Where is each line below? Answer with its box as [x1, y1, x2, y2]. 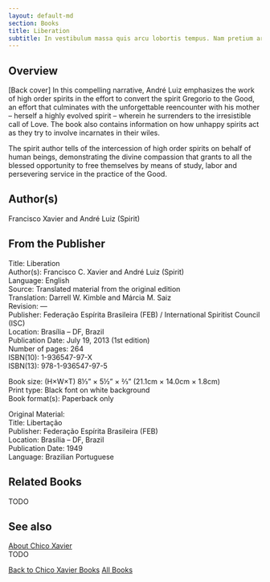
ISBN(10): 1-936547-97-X [8, 352, 92, 362]
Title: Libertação [8, 417, 63, 427]
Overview [8, 64, 59, 77]
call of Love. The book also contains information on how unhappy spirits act [8, 120, 260, 129]
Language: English [8, 275, 70, 285]
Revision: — [8, 301, 48, 310]
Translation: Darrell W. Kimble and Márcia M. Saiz [8, 293, 171, 302]
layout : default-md [8, 11, 74, 20]
